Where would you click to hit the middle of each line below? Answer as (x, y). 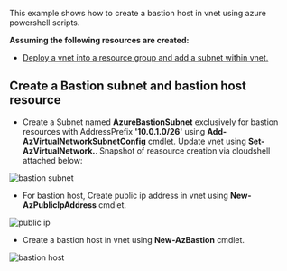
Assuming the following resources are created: (99, 40)
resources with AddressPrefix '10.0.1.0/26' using (114, 131)
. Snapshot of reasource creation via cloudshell (182, 150)
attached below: (52, 160)
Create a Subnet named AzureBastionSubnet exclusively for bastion (150, 122)
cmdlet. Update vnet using (197, 141)
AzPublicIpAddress (60, 205)
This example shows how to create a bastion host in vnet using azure (138, 13)
